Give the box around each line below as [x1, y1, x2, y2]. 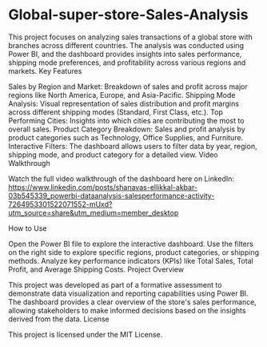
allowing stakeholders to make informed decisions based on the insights [8, 305, 246, 315]
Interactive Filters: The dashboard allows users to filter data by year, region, [8, 141, 257, 151]
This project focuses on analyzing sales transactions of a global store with [8, 32, 253, 42]
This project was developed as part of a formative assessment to [8, 280, 222, 289]
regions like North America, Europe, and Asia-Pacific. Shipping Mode [8, 90, 236, 99]
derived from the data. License [8, 314, 110, 324]
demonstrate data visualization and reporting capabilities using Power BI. [8, 288, 249, 298]
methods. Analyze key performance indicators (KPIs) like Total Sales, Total [8, 256, 253, 265]
